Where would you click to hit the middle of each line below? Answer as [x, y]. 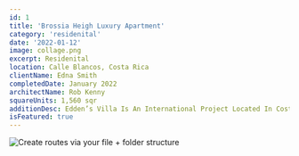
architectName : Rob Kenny [57, 92]
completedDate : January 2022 [63, 84]
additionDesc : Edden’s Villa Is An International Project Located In [141, 109]
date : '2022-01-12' [45, 42]
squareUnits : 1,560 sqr [53, 100]
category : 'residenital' [55, 34]
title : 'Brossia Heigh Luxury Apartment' [87, 26]
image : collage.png [45, 51]
